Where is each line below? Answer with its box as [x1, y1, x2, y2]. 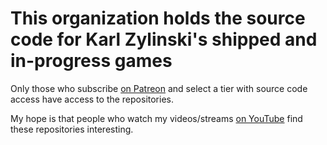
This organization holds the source [10, 7, 306, 30]
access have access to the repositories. [10, 93, 175, 105]
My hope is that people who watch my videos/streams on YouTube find [10, 112, 303, 124]
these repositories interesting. [10, 123, 134, 135]
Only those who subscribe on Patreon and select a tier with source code [10, 82, 308, 94]
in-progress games [10, 50, 173, 72]
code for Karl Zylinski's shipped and [10, 28, 318, 51]
